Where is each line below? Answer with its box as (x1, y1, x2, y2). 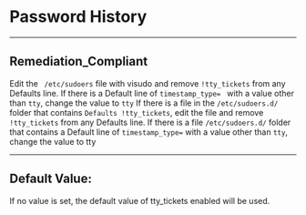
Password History (9, 6, 148, 27)
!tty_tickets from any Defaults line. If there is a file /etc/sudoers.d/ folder (9, 117, 291, 128)
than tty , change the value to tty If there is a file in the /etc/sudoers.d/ (9, 97, 279, 108)
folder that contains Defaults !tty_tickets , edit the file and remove (9, 107, 264, 118)
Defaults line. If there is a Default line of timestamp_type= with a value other (9, 87, 294, 98)
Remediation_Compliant (9, 54, 148, 69)
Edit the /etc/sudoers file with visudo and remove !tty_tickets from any (9, 77, 286, 88)
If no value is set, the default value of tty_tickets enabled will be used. (9, 195, 270, 206)
